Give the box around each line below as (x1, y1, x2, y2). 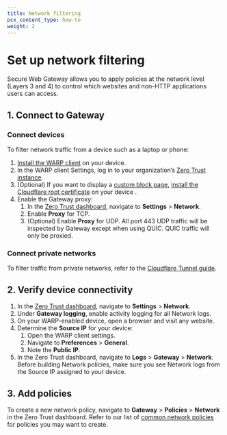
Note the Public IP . (27, 346, 81, 354)
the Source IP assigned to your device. (16, 368, 126, 376)
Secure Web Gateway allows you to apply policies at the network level (7, 75, 205, 83)
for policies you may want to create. (7, 420, 108, 428)
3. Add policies (7, 388, 72, 399)
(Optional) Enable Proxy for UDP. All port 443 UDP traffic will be (27, 217, 208, 225)
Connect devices (7, 129, 65, 139)
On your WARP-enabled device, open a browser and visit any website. (16, 316, 215, 325)
